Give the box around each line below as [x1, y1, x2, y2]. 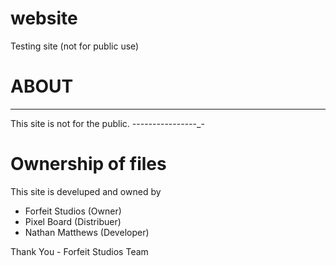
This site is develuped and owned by [10, 185, 162, 197]
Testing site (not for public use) [10, 40, 140, 52]
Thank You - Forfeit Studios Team [10, 245, 149, 257]
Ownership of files [10, 153, 167, 176]
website [10, 7, 78, 30]
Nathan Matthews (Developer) [24, 226, 150, 238]
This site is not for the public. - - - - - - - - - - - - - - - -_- [10, 117, 205, 129]
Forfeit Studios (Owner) [24, 205, 122, 217]
